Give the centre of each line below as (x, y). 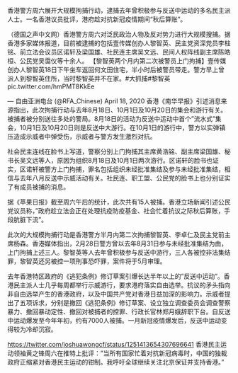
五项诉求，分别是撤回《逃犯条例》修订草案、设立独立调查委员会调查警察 (125, 303)
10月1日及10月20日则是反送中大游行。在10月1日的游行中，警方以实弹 (119, 127)
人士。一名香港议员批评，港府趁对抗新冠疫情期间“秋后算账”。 (97, 19)
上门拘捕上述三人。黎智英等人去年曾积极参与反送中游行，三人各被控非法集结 (119, 252)
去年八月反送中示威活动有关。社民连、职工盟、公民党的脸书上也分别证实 (125, 178)
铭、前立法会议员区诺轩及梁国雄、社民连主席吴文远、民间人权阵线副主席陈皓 (119, 52)
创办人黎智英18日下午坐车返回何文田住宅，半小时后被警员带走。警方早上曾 (116, 70)
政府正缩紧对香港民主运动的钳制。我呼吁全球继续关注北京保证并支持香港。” (116, 362)
